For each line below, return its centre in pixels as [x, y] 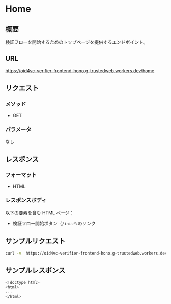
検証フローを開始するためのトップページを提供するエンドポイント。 [77, 42]
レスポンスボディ [26, 200]
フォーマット [21, 175]
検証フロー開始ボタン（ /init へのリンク [54, 223]
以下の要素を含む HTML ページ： [40, 213]
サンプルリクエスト [35, 241]
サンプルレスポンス [35, 270]
